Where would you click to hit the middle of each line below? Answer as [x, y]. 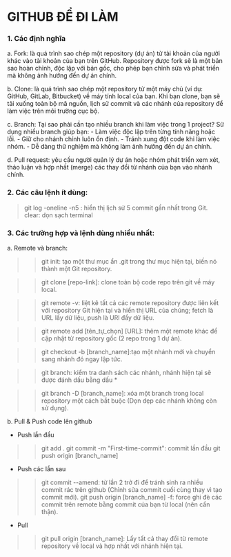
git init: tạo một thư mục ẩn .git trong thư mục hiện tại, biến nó [129, 262]
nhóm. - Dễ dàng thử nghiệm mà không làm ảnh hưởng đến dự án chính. [110, 147]
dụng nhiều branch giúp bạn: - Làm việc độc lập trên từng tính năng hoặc [111, 132]
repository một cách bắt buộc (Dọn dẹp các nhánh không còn [129, 401]
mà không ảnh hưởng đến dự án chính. [62, 75]
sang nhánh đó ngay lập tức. [82, 359]
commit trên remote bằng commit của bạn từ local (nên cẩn [125, 504]
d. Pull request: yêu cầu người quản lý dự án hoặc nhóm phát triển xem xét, [114, 160]
